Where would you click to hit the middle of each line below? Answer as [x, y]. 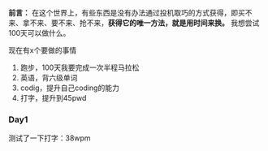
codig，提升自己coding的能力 [69, 88]
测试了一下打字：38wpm [50, 138]
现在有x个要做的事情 [43, 50]
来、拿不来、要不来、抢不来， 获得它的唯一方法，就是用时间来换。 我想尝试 [134, 23]
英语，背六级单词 [49, 78]
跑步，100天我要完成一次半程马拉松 [80, 67]
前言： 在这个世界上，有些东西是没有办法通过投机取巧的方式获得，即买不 [130, 13]
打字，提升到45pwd [53, 98]
